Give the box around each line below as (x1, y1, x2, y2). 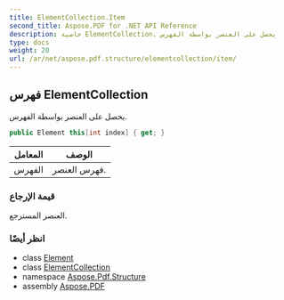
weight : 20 (9, 46, 50, 55)
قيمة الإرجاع (9, 190, 55, 202)
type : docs (9, 37, 50, 47)
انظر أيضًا (9, 232, 45, 245)
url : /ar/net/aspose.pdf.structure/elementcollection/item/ (9, 54, 238, 63)
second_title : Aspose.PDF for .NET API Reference (9, 21, 198, 30)
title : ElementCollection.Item (9, 12, 126, 22)
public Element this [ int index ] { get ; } (9, 128, 166, 137)
